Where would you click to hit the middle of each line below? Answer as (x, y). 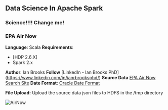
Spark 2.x (23, 62)
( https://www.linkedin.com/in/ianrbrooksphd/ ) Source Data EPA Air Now (80, 77)
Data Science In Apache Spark (54, 8)
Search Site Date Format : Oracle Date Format (53, 83)
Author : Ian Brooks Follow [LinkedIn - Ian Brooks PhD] (62, 72)
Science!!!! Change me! (35, 23)
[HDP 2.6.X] (25, 57)
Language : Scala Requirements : (39, 47)
